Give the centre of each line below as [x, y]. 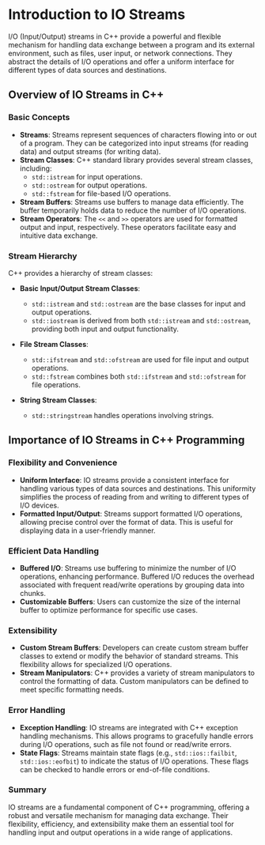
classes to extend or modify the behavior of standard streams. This [129, 656]
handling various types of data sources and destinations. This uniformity [138, 489]
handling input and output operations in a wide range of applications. [121, 832]
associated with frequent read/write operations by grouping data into [132, 585]
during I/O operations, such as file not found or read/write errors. [125, 744]
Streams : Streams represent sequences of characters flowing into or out [138, 134]
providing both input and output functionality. [105, 329]
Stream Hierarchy [43, 256]
